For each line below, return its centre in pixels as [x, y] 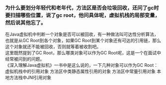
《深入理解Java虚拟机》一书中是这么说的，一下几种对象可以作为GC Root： [82, 65]
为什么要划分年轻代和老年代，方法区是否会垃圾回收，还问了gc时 [82, 7]
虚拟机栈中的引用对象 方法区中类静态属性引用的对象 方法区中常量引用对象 [80, 71]
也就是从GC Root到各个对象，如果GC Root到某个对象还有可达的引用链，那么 [83, 41]
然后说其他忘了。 [26, 22]
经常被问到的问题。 [25, 59]
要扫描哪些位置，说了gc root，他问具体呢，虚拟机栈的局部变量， [83, 15]
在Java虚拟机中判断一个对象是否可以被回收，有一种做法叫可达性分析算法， [82, 34]
